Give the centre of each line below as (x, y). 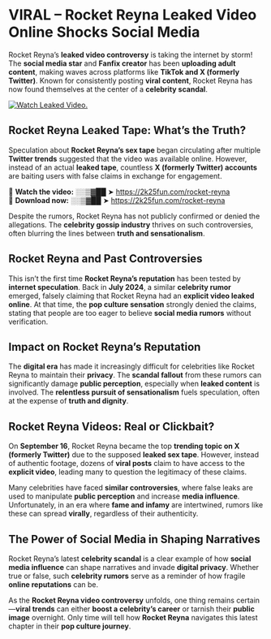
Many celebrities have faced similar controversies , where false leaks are (131, 488)
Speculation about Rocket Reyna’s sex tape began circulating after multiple (135, 150)
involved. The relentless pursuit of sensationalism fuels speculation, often (134, 392)
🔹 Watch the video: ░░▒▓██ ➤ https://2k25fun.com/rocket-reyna (119, 192)
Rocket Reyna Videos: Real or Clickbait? (112, 427)
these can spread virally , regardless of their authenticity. (103, 514)
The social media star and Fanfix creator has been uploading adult (122, 63)
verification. (28, 322)
